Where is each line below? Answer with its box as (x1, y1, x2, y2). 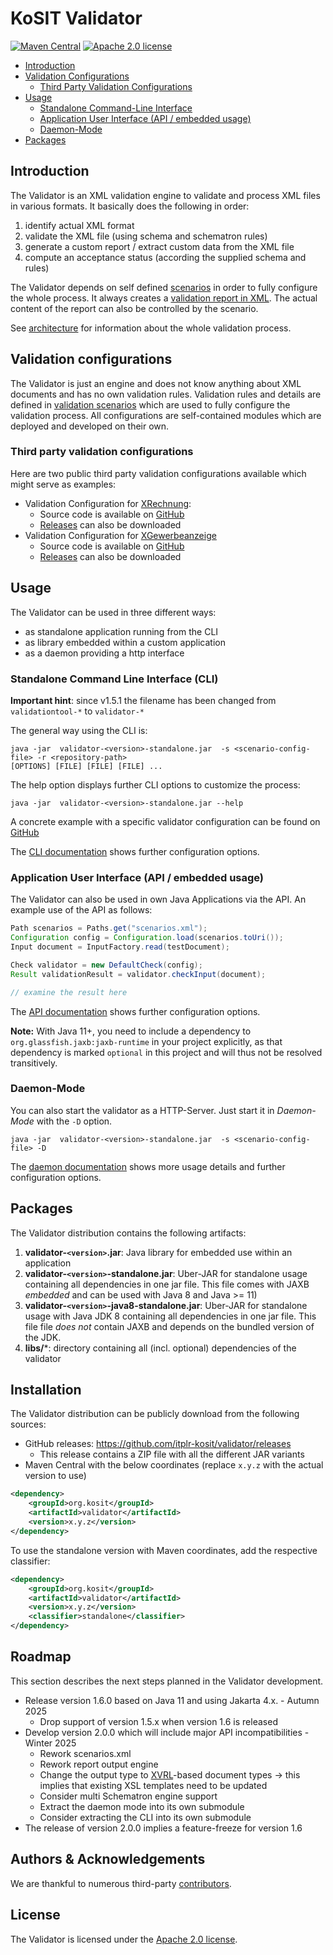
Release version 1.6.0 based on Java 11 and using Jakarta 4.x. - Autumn (24, 1694, 320, 1706)
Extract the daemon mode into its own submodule (39, 1800, 245, 1812)
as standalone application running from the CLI (24, 625, 219, 637)
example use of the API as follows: (10, 904, 153, 916)
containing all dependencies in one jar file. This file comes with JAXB (24, 1278, 310, 1290)
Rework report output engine (39, 1758, 159, 1770)
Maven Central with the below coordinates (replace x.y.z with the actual (24, 1459, 324, 1471)
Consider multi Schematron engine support (39, 1790, 218, 1802)
